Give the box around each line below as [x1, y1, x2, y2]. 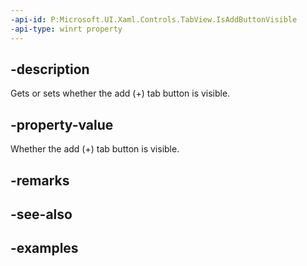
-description [10, 61, 90, 78]
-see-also [10, 206, 73, 223]
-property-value [10, 116, 114, 133]
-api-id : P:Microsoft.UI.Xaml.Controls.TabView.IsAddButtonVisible [10, 14, 298, 25]
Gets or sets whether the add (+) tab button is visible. [10, 87, 231, 100]
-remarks [10, 172, 70, 189]
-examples [10, 240, 79, 257]
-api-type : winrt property [10, 24, 123, 34]
